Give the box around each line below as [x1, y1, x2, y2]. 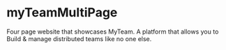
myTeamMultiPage [6, 5, 118, 21]
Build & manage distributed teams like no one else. [6, 34, 152, 42]
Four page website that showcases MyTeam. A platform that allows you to [6, 27, 219, 36]
